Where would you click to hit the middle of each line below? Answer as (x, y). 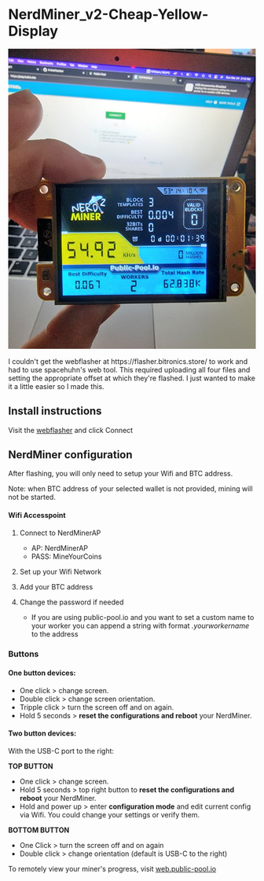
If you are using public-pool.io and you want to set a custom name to (143, 617)
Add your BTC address (56, 586)
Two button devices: (42, 733)
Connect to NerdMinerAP (60, 533)
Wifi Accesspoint (37, 515)
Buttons (24, 654)
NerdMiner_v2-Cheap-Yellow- (108, 15)
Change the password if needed (71, 602)
